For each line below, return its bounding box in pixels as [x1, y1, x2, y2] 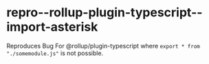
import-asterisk [6, 19, 98, 35]
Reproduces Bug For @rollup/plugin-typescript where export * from [6, 42, 200, 50]
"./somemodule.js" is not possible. [6, 49, 104, 57]
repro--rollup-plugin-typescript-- [6, 5, 203, 20]
